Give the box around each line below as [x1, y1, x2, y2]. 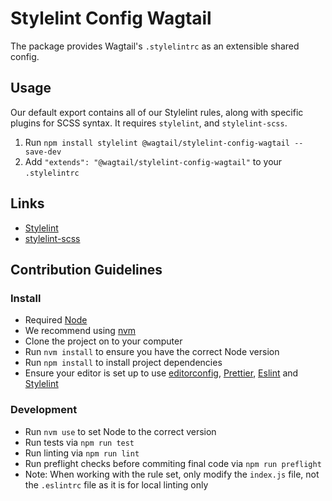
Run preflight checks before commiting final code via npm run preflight [24, 457, 322, 469]
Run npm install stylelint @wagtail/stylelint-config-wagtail [24, 136, 291, 148]
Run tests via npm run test [24, 436, 135, 448]
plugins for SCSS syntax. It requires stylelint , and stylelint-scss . [10, 117, 288, 129]
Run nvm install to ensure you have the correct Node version [24, 346, 280, 358]
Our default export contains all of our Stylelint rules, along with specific [10, 106, 304, 118]
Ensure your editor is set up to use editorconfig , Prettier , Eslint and [24, 367, 299, 379]
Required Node [24, 314, 88, 326]
